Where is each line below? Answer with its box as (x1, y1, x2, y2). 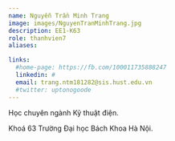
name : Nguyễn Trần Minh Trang (8, 11, 110, 20)
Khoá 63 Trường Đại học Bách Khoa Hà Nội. (8, 123, 154, 133)
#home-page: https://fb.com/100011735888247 (15, 63, 167, 72)
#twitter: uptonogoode (15, 86, 92, 94)
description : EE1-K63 (8, 26, 81, 34)
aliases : (8, 42, 38, 50)
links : (8, 56, 31, 64)
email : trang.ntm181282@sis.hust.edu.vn (15, 78, 153, 87)
